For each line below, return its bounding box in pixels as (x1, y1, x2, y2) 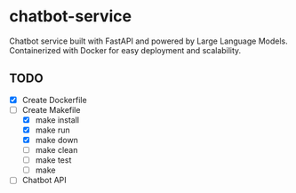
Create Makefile (21, 104, 81, 115)
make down (35, 135, 78, 145)
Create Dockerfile (21, 94, 87, 105)
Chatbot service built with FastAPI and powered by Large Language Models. (9, 36, 288, 46)
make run (35, 125, 70, 135)
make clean (35, 145, 78, 156)
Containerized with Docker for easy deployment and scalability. (9, 44, 242, 55)
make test (35, 155, 72, 165)
